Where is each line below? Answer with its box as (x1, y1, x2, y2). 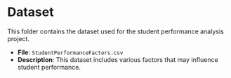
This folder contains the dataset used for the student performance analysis (7, 27, 224, 36)
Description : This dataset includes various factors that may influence (17, 55, 219, 63)
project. (7, 34, 30, 42)
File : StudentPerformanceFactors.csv (17, 48, 124, 56)
